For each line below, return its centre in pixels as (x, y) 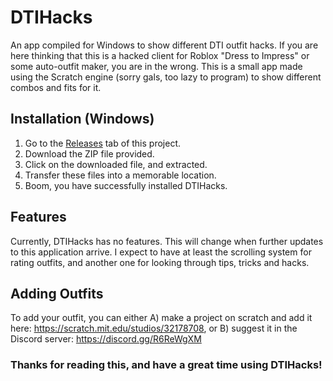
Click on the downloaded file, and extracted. (116, 164)
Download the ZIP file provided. (89, 153)
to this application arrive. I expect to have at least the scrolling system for (161, 252)
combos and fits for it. (56, 87)
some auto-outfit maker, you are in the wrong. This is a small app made (156, 66)
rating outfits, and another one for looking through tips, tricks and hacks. (160, 262)
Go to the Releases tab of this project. (102, 143)
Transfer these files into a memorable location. (120, 175)
